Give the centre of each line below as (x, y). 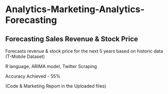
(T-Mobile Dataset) (25, 56)
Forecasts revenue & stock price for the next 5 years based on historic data (84, 51)
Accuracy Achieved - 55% (33, 76)
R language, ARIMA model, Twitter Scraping (51, 66)
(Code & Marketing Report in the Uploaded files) (56, 86)
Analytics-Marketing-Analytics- (75, 9)
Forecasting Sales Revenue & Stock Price (72, 39)
